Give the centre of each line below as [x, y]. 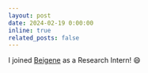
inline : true [30, 30]
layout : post [30, 15]
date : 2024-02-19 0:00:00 [51, 23]
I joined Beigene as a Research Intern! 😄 [74, 60]
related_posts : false [44, 38]
